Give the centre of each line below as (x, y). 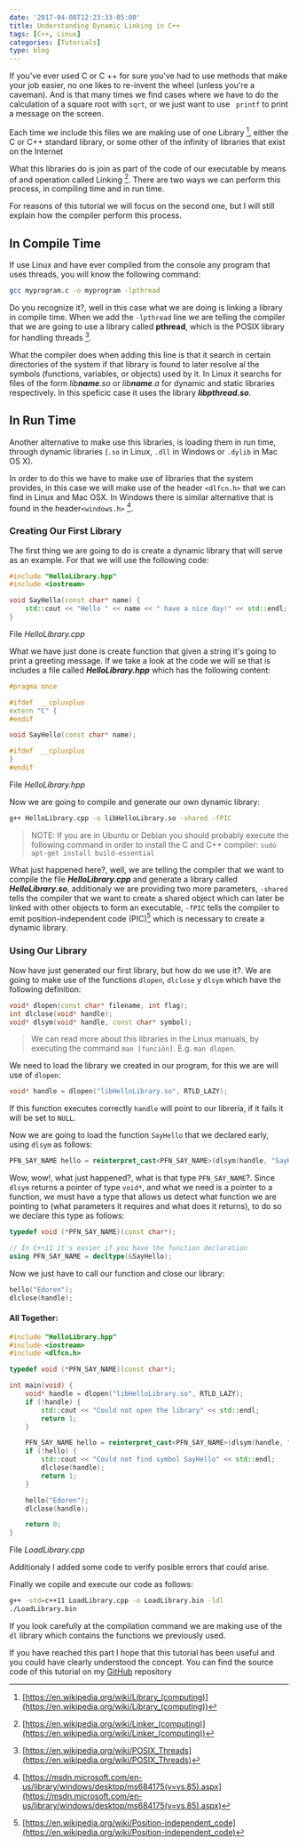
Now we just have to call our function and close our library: (117, 1273)
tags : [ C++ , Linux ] (45, 34)
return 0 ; (43, 1525)
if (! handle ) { (53, 1402)
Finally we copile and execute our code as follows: (101, 1584)
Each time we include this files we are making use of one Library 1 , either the (149, 132)
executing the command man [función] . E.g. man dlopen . (133, 1048)
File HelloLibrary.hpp (47, 785)
